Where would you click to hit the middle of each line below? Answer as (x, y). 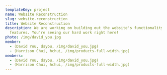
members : (14, 56)
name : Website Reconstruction (37, 14)
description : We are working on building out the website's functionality (84, 28)
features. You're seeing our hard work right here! (64, 33)
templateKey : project (28, 10)
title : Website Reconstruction (38, 23)
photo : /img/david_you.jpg (33, 37)
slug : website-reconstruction (37, 19)
